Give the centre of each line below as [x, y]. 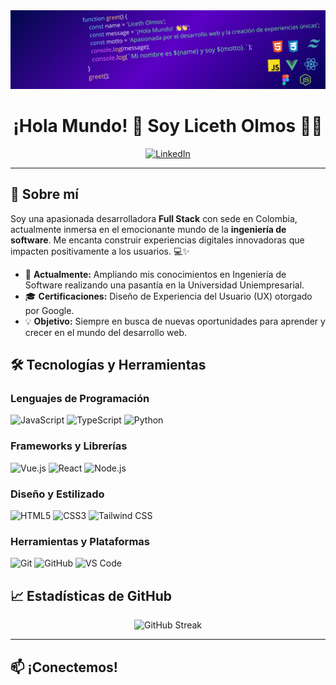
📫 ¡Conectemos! [64, 667]
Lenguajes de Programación [80, 399]
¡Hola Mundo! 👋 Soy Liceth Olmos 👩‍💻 [168, 126]
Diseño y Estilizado [57, 494]
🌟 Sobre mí [44, 194]
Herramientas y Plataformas [80, 541]
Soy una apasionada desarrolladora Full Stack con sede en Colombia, [154, 218]
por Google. [49, 310]
